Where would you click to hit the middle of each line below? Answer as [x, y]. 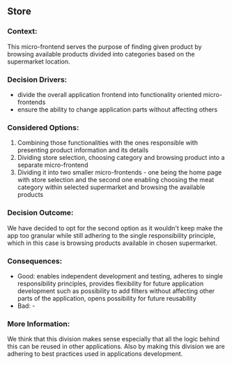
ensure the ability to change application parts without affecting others [117, 109]
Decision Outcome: [40, 213]
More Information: [39, 324]
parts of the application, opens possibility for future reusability [107, 298]
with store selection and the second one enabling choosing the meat [116, 180]
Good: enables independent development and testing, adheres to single [120, 276]
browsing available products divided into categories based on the [101, 54]
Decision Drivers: [37, 80]
